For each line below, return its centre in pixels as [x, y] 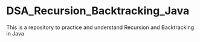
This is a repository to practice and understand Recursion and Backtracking [100, 27]
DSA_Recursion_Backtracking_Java [98, 11]
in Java [15, 33]
